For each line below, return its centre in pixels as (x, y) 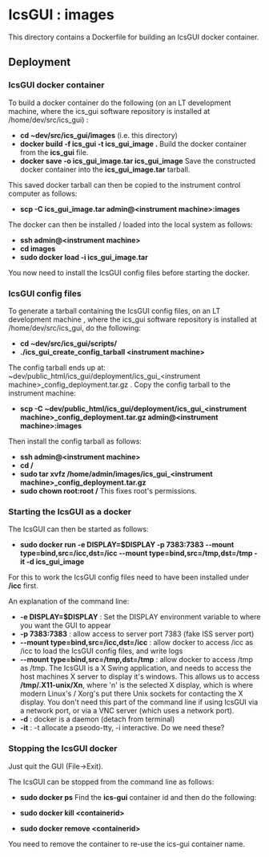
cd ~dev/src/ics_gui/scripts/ (68, 343)
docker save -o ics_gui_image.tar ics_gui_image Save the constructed (138, 160)
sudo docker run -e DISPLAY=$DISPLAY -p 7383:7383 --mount (127, 545)
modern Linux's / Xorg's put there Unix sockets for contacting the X (131, 694)
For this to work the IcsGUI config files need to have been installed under (129, 577)
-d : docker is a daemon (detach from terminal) (97, 719)
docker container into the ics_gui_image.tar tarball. (105, 169)
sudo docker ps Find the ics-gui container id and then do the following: (138, 797)
